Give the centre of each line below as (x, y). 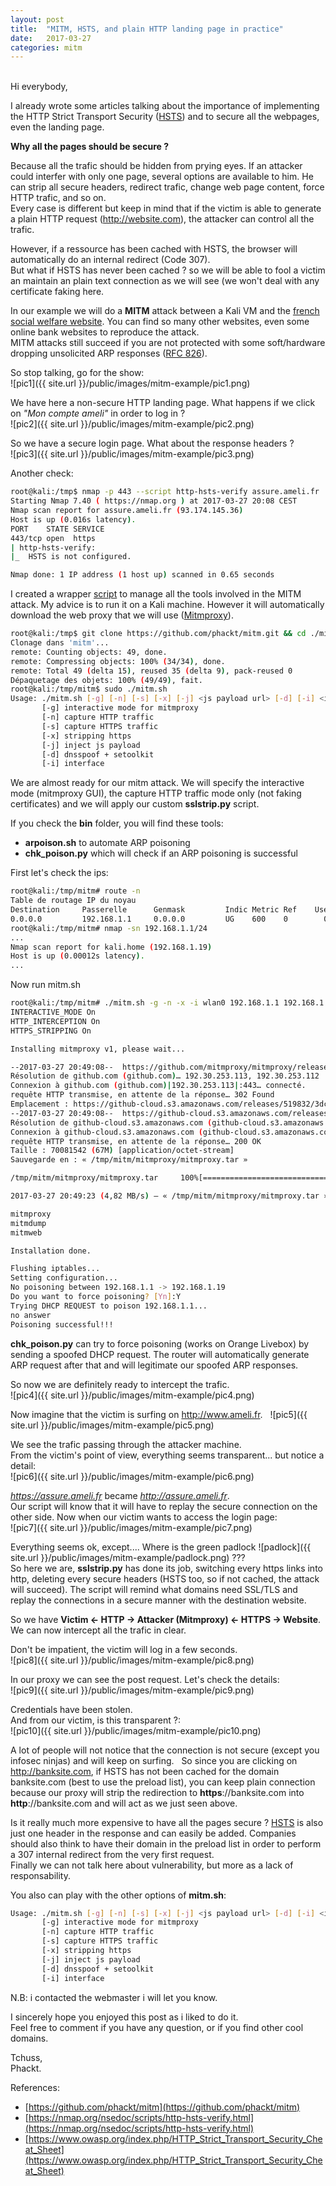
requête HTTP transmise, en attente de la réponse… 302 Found (142, 1095)
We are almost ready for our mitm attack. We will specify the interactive (157, 783)
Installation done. (51, 1251)
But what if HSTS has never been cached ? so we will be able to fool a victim (168, 270)
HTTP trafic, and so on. (58, 198)
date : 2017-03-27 (51, 38)
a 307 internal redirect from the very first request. (112, 1854)
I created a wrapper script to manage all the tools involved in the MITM (156, 594)
